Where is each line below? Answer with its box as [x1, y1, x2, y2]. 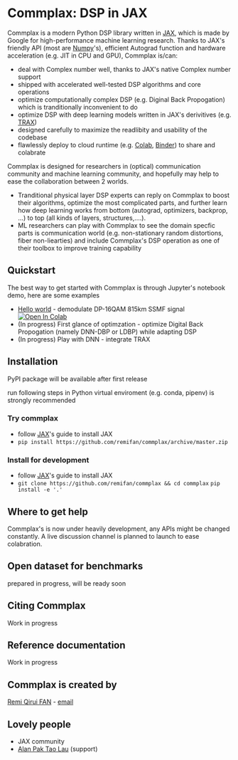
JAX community [17, 737, 65, 746]
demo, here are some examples [7, 290, 100, 300]
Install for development [7, 455, 90, 465]
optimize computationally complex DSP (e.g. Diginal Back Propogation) [17, 95, 226, 104]
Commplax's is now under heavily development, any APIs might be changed [7, 524, 230, 533]
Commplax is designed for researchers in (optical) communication [7, 162, 201, 170]
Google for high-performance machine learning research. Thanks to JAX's [7, 36, 225, 44]
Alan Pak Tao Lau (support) [17, 745, 98, 754]
